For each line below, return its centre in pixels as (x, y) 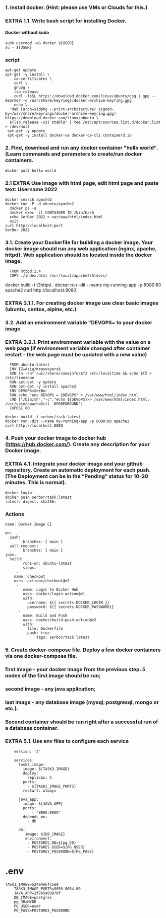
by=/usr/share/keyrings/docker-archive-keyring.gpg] (61, 114)
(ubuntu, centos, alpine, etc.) (41, 309)
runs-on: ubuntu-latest (47, 563)
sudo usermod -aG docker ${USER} (40, 43)
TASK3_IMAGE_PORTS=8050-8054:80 (47, 889)
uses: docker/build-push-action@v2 (60, 620)
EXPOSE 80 (20, 408)
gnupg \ (22, 88)
